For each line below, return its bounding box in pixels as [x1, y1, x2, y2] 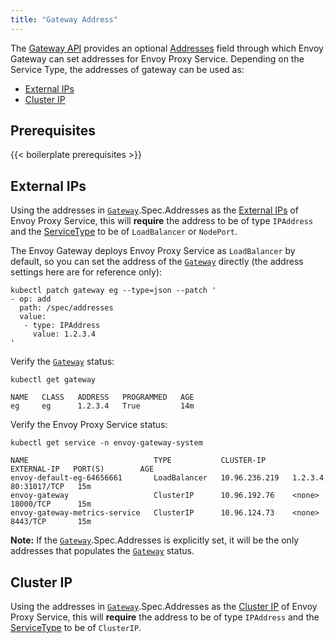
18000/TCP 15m [10, 499, 92, 510]
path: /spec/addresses [19, 303, 114, 313]
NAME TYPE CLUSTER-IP [10, 456, 267, 466]
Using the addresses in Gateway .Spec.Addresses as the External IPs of [10, 204, 299, 216]
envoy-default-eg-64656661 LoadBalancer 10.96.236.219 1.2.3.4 [10, 473, 325, 483]
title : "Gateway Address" [10, 14, 118, 25]
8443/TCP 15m [10, 517, 92, 527]
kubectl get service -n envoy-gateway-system [10, 438, 203, 448]
